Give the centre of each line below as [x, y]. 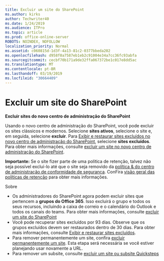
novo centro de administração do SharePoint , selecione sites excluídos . [78, 141]
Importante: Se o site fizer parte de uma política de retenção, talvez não [78, 161]
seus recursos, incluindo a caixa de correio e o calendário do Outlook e [84, 206]
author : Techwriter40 [27, 19]
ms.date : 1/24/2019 [25, 23]
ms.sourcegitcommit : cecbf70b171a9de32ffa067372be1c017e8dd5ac [71, 60]
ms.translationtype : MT [29, 64]
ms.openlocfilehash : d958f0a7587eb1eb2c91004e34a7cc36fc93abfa [71, 55]
